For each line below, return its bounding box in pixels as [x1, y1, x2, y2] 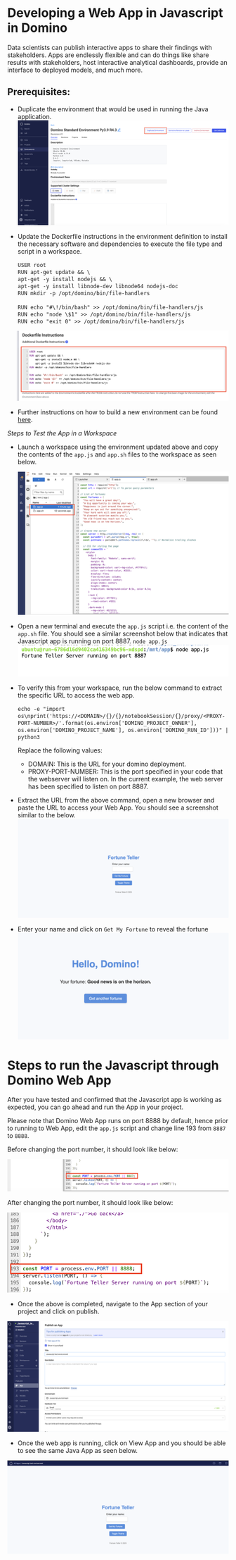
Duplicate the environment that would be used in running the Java [17, 104, 209, 113]
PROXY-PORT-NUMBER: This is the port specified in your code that [27, 767, 223, 776]
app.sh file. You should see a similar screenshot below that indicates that [17, 629, 228, 638]
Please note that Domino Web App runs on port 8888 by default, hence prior [7, 1117, 228, 1125]
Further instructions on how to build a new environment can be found [17, 407, 218, 416]
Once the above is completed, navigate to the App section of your [17, 1299, 209, 1308]
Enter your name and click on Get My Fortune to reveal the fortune [17, 925, 209, 934]
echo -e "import [17, 706, 65, 713]
